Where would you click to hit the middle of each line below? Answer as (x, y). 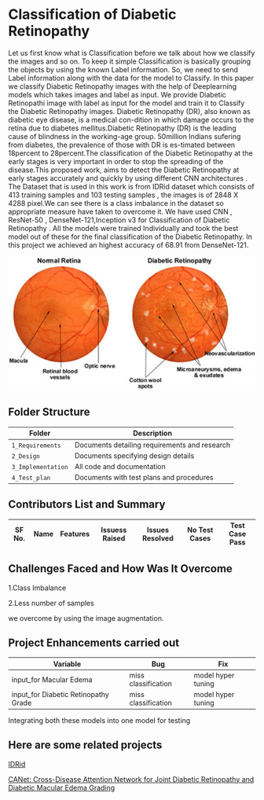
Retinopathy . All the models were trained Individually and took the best (123, 228)
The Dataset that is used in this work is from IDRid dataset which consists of (131, 186)
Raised (114, 538)
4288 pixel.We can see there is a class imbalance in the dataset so (116, 203)
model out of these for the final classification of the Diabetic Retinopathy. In (130, 237)
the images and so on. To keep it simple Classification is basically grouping (130, 61)
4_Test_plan (31, 478)
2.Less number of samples (51, 603)
